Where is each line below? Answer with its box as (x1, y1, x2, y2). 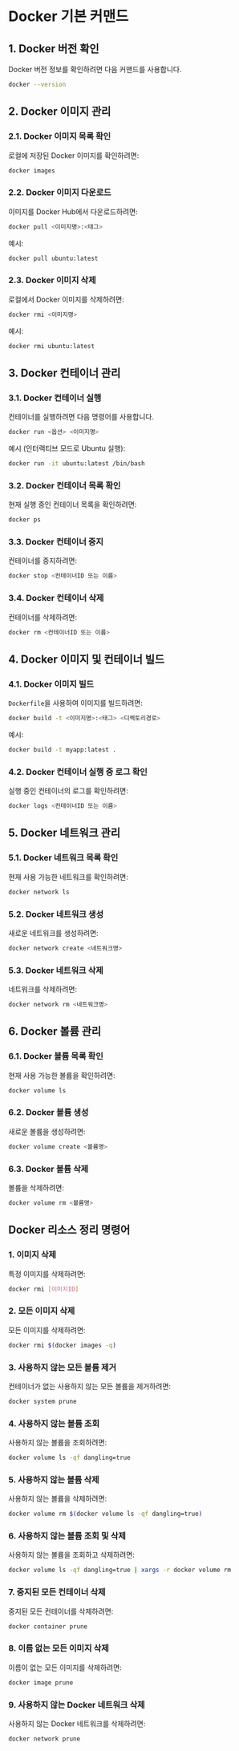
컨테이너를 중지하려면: (8, 556, 78, 565)
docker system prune (8, 1397, 78, 1405)
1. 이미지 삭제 (8, 1249, 57, 1260)
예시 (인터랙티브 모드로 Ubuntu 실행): (8, 444, 126, 453)
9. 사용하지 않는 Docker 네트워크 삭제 (8, 1699, 146, 1710)
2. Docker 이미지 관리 (8, 105, 111, 119)
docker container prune (8, 1622, 88, 1631)
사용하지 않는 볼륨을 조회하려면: (8, 1437, 107, 1448)
